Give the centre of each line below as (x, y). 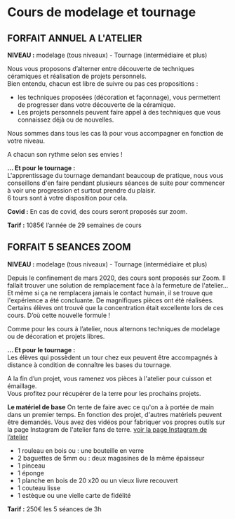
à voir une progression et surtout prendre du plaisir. (82, 190)
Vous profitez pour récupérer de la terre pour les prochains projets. (104, 393)
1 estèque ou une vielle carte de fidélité (74, 495)
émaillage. (22, 386)
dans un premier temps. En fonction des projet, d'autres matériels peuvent (115, 414)
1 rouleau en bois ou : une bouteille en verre (81, 450)
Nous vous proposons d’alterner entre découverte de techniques (101, 69)
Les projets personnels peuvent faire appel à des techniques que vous (119, 112)
